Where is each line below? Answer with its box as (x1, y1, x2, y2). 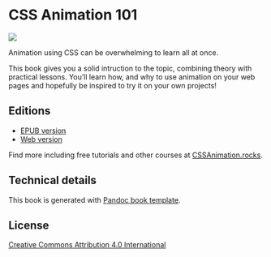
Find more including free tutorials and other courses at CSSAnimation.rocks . (8, 150, 264, 160)
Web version (19, 134, 63, 143)
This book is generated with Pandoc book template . (8, 195, 181, 204)
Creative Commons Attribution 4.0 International (8, 240, 166, 250)
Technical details (8, 173, 97, 187)
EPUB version (19, 126, 67, 135)
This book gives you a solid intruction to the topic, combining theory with (8, 63, 252, 73)
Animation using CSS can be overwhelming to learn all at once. (8, 47, 219, 58)
